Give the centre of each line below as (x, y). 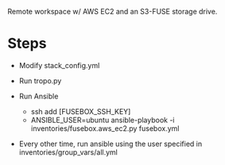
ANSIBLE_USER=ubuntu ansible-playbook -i (103, 120)
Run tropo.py (40, 81)
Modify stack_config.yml (59, 65)
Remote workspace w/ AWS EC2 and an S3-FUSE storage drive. (112, 12)
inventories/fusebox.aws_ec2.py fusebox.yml (105, 128)
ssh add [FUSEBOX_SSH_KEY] (81, 111)
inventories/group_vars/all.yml (68, 152)
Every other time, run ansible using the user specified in (111, 144)
